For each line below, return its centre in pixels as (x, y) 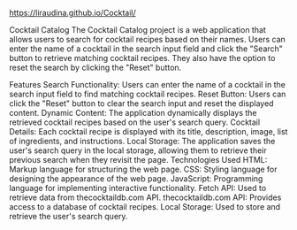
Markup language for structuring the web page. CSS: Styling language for (143, 169)
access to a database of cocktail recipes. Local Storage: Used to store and (145, 207)
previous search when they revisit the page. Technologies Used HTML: (138, 160)
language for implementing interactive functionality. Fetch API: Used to (138, 188)
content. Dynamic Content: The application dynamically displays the (133, 113)
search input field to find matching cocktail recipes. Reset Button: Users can (148, 94)
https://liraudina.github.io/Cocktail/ (73, 13)
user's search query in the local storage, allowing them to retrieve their (138, 150)
